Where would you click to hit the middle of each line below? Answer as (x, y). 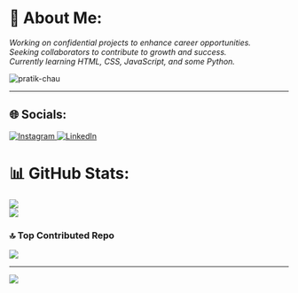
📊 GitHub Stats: (70, 173)
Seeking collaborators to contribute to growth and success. (118, 51)
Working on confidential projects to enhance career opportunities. (130, 42)
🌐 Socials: (38, 115)
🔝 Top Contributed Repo (62, 235)
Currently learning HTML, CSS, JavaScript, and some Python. (122, 61)
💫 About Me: (56, 18)
